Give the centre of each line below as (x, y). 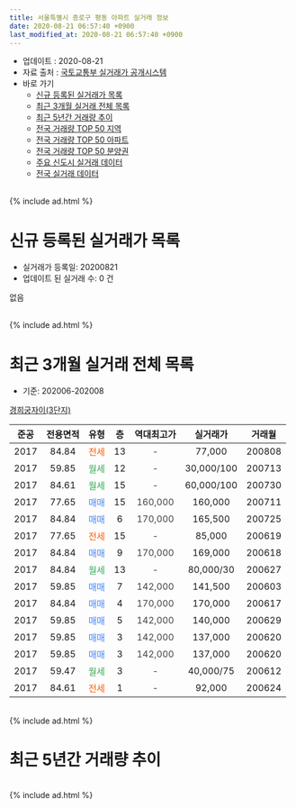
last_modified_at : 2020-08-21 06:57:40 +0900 (96, 34)
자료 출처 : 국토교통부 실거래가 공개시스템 (94, 72)
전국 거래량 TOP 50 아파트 (82, 140)
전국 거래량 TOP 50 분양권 (82, 151)
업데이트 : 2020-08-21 (63, 61)
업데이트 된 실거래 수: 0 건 (68, 278)
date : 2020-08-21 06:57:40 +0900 (72, 26)
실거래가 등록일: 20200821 (70, 268)
